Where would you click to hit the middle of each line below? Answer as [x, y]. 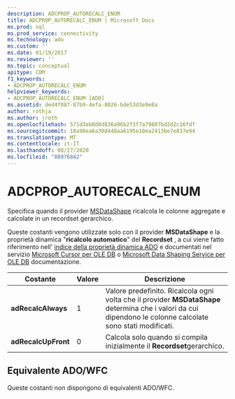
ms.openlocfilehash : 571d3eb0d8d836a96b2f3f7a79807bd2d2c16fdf [101, 124]
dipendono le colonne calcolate [157, 317]
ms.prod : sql [26, 27]
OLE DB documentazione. [44, 261]
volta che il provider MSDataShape [163, 300]
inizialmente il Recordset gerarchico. [165, 346]
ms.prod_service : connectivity [53, 33]
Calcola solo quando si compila [157, 337]
